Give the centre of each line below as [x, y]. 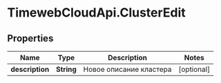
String [66, 69]
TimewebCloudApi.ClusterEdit [97, 13]
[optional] [194, 69]
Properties [30, 38]
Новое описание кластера [127, 69]
